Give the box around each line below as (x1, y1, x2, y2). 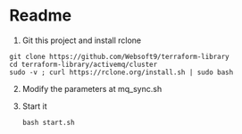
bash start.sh (21, 118, 75, 127)
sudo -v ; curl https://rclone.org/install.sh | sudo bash (9, 68, 234, 77)
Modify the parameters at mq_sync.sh (21, 83, 163, 94)
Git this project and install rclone (21, 35, 141, 46)
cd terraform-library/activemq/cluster (9, 60, 158, 69)
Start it (21, 100, 47, 112)
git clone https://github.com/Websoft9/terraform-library (9, 52, 229, 61)
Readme (9, 5, 72, 26)
